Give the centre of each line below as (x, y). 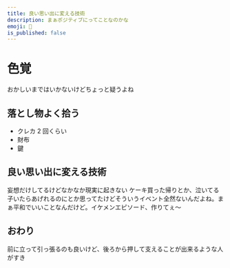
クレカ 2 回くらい (42, 131)
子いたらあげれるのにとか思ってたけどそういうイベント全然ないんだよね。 (113, 198)
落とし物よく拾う (43, 113)
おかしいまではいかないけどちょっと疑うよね (71, 90)
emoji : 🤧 (20, 26)
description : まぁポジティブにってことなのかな (68, 20)
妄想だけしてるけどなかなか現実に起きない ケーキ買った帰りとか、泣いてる (113, 189)
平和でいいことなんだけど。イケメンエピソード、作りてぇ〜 (97, 207)
